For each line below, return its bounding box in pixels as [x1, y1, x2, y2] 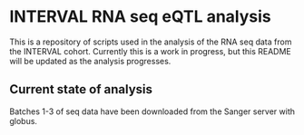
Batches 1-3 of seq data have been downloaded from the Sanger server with [9, 106, 296, 117]
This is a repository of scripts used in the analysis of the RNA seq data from [9, 36, 292, 47]
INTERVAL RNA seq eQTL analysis [9, 6, 272, 27]
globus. [9, 115, 38, 126]
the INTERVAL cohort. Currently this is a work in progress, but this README [9, 45, 292, 56]
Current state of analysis [9, 82, 152, 97]
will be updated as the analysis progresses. [9, 55, 172, 66]
